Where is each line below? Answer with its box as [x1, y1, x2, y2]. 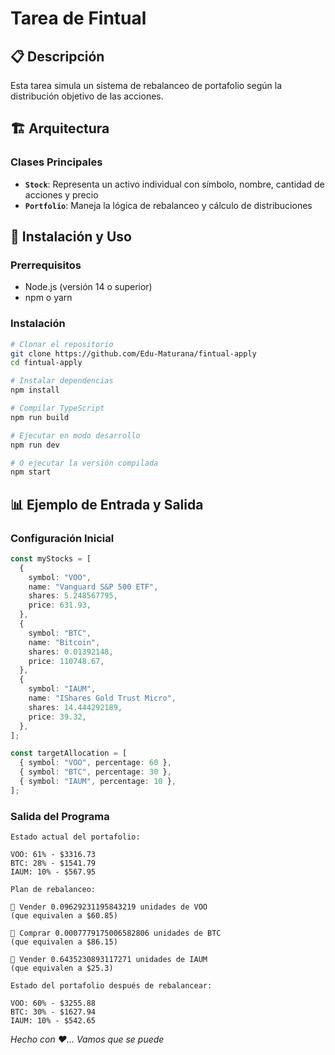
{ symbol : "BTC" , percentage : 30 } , [19, 767, 172, 777]
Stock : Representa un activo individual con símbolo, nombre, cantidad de [24, 178, 325, 190]
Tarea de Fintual [10, 7, 147, 30]
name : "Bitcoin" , [28, 637, 101, 647]
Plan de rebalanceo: [10, 885, 97, 895]
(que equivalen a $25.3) [10, 963, 114, 974]
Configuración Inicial [10, 531, 115, 545]
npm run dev [10, 440, 60, 450]
